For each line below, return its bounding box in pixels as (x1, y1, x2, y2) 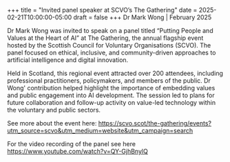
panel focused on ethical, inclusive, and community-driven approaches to (7, 48, 216, 57)
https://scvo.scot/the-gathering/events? (98, 119, 212, 127)
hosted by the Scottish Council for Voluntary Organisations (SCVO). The (7, 41, 211, 49)
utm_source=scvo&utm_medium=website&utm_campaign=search (7, 127, 194, 134)
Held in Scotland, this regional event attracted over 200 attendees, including (7, 69, 224, 77)
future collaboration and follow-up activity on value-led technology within (7, 99, 216, 106)
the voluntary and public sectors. (7, 106, 101, 114)
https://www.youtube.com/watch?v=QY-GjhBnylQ (7, 148, 148, 155)
